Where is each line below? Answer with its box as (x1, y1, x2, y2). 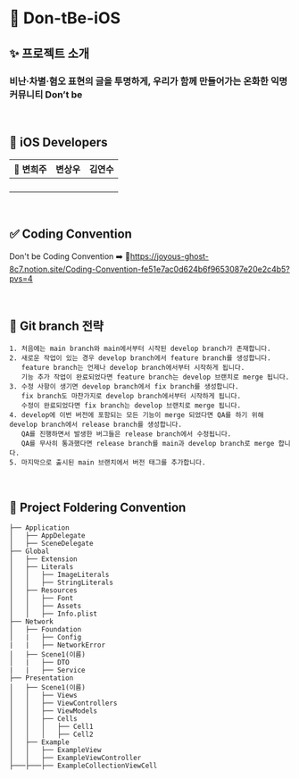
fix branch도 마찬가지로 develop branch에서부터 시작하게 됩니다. (21, 392, 242, 401)
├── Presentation (9, 674, 74, 683)
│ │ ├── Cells (9, 715, 78, 724)
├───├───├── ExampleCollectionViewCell (9, 761, 158, 771)
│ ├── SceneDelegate (9, 540, 94, 549)
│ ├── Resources (9, 586, 78, 595)
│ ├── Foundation (9, 625, 82, 634)
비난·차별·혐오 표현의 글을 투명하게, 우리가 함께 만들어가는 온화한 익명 (9, 75, 288, 88)
